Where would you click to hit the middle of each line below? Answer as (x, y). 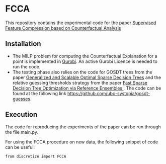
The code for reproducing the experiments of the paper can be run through (83, 127)
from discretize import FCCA (36, 156)
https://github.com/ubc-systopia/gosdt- (109, 93)
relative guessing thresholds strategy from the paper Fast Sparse (80, 83)
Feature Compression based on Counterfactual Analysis (63, 28)
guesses (21, 99)
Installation (23, 44)
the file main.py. (22, 132)
